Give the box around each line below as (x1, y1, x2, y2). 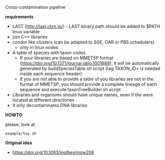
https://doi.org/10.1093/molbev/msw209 (12, 150, 94, 155)
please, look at (5, 121, 35, 127)
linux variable (12, 29, 40, 34)
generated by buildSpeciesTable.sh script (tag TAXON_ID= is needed (19, 65, 161, 71)
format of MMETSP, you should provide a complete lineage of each (19, 81, 157, 87)
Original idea (5, 140, 32, 146)
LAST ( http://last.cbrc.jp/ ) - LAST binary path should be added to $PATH (12, 23, 161, 29)
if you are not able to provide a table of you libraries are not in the (19, 76, 154, 82)
